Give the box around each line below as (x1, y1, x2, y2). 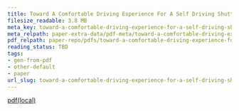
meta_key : (7, 23, 37, 31)
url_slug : (7, 76, 37, 84)
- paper (7, 70, 31, 77)
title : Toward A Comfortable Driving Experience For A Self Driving (7, 10, 215, 18)
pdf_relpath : (7, 37, 46, 44)
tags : (7, 51, 23, 58)
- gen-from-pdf (7, 57, 53, 64)
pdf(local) (7, 96, 36, 105)
